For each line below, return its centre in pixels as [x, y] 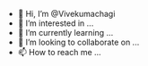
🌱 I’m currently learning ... [65, 33]
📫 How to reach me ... [59, 52]
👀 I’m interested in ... [56, 23]
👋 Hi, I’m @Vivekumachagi [66, 14]
